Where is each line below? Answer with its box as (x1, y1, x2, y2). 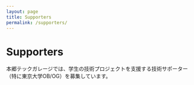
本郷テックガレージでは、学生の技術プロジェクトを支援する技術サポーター (6, 66, 188, 73)
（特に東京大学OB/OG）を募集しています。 (6, 73, 112, 80)
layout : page (6, 8, 39, 15)
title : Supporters (6, 14, 52, 20)
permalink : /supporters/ (6, 19, 68, 25)
